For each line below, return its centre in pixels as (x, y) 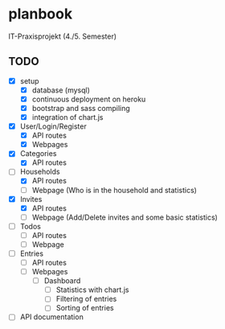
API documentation (52, 317)
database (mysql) (61, 90)
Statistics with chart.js (92, 290)
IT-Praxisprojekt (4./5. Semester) (63, 36)
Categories (38, 154)
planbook (41, 14)
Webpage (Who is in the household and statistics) (114, 190)
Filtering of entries (86, 299)
